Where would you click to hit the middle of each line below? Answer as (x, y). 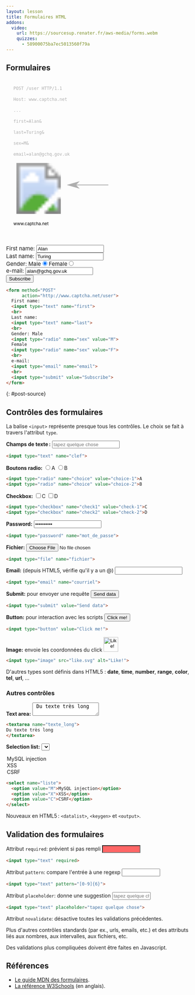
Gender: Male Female (37, 264)
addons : (15, 22)
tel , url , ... (18, 678)
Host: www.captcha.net (41, 99)
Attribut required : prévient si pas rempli (53, 849)
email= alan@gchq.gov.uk (42, 154)
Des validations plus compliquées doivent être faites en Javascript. (87, 947)
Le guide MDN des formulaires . (52, 980)
